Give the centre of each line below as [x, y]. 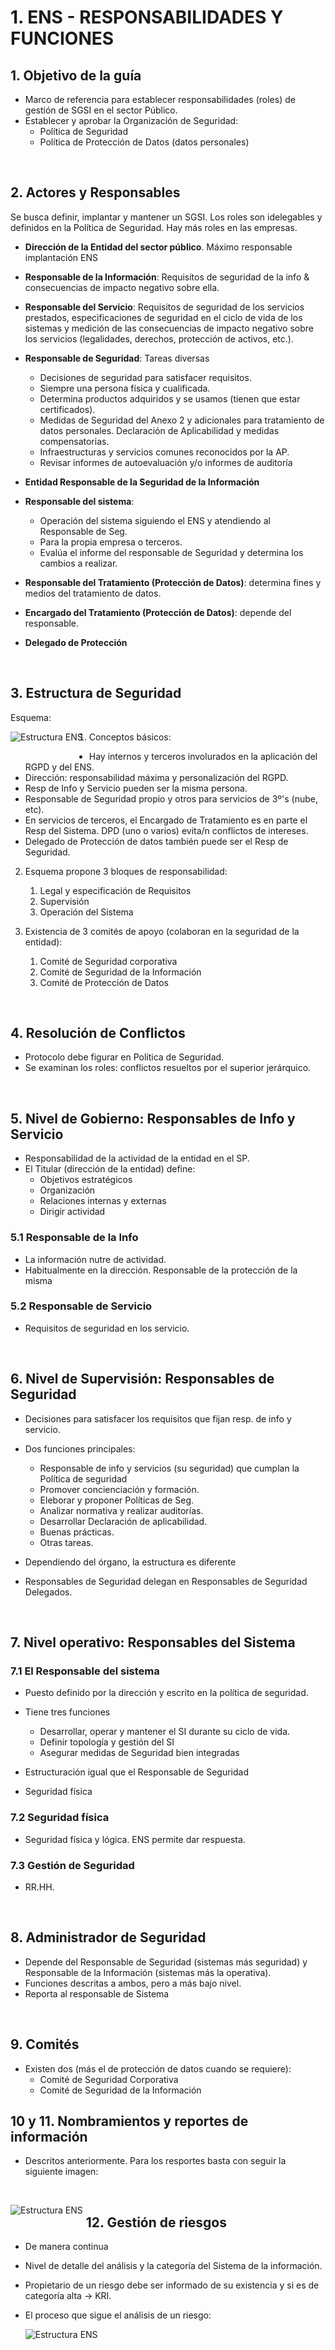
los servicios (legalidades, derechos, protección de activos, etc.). [159, 338]
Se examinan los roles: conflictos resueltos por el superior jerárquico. [168, 1068]
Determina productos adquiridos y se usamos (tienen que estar [170, 398]
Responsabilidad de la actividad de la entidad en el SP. [137, 1158]
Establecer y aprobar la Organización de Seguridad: [131, 120]
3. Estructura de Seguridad [96, 693]
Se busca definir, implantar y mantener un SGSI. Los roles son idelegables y [166, 217]
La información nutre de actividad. [95, 1259]
